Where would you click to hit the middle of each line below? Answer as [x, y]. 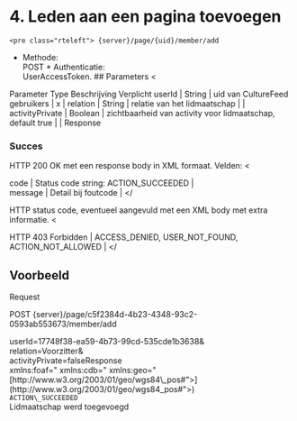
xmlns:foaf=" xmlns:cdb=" [58, 371]
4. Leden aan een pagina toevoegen [145, 17]
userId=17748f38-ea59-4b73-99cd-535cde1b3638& [107, 342]
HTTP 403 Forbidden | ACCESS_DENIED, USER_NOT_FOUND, [124, 237]
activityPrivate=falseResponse [66, 361]
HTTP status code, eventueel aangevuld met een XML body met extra [139, 210]
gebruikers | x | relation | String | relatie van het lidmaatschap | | [127, 103]
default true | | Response [55, 123]
